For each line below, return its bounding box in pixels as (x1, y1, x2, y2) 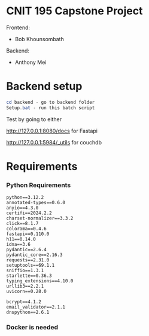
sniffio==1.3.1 (6, 267, 44, 274)
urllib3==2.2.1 (6, 283, 44, 289)
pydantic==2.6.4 (6, 246, 47, 253)
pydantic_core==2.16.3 (6, 252, 63, 258)
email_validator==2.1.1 (6, 304, 66, 310)
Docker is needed (6, 323, 59, 332)
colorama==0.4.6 (6, 226, 47, 232)
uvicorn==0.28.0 (6, 288, 47, 295)
